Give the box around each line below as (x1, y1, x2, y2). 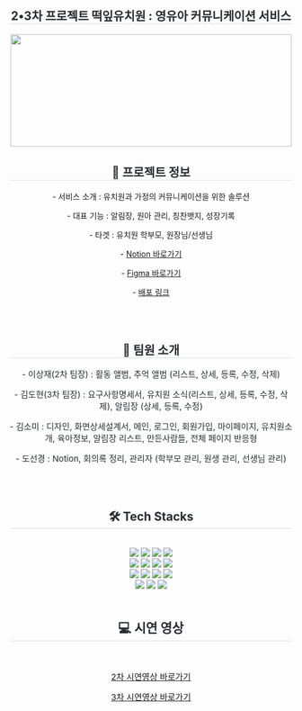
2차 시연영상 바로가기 (111, 671, 191, 683)
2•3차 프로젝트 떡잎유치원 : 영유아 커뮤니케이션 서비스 (10, 8, 292, 24)
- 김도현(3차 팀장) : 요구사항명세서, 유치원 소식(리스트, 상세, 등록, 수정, (13, 389, 279, 400)
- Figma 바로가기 (120, 267, 182, 278)
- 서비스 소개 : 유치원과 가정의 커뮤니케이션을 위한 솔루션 (52, 191, 250, 202)
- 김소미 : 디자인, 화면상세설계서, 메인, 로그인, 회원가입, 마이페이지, (9, 421, 260, 433)
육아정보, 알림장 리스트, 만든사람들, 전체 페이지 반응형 (57, 433, 258, 445)
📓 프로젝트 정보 (111, 165, 191, 180)
